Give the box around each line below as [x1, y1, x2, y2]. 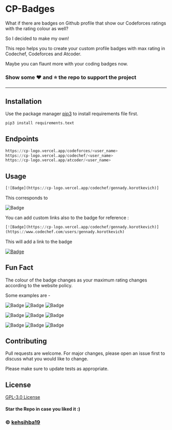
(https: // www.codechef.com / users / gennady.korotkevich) [5, 229, 125, 234]
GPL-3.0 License [5, 394, 40, 400]
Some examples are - [5, 292, 51, 298]
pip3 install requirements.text [5, 121, 74, 126]
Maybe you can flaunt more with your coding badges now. [5, 60, 128, 67]
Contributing [5, 337, 47, 346]
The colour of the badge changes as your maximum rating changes [5, 277, 147, 283]
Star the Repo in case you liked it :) [5, 405, 80, 412]
